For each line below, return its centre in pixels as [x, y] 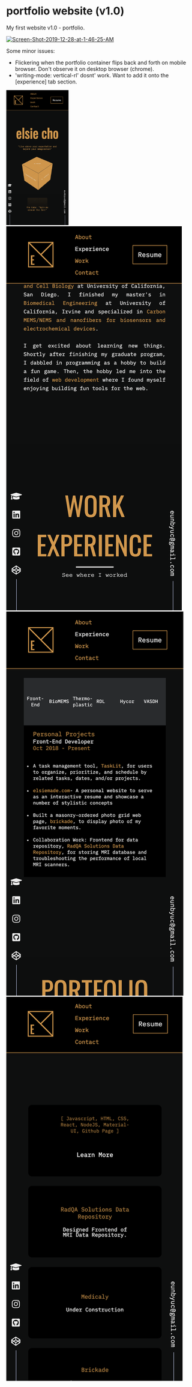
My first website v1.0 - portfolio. [46, 28]
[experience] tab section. [46, 82]
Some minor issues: [31, 51]
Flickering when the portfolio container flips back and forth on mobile [100, 62]
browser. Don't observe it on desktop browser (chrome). [84, 69]
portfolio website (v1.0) [65, 11]
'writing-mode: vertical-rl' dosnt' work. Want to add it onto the [92, 75]
